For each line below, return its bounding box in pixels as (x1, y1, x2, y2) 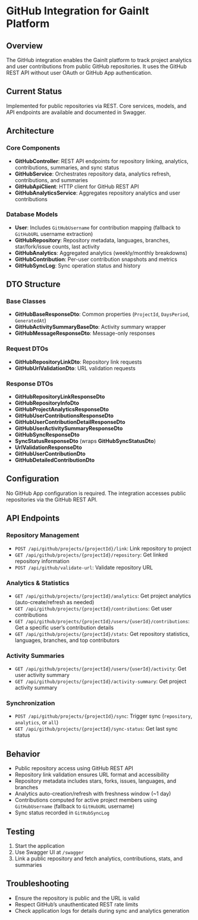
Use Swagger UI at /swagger (14, 849, 84, 856)
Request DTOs (6, 344, 49, 353)
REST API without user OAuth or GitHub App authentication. (6, 69, 153, 76)
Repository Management (6, 531, 80, 540)
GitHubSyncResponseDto (14, 431, 80, 438)
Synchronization (6, 699, 55, 707)
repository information (14, 557, 70, 565)
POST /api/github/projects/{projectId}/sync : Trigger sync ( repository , (14, 712, 193, 720)
